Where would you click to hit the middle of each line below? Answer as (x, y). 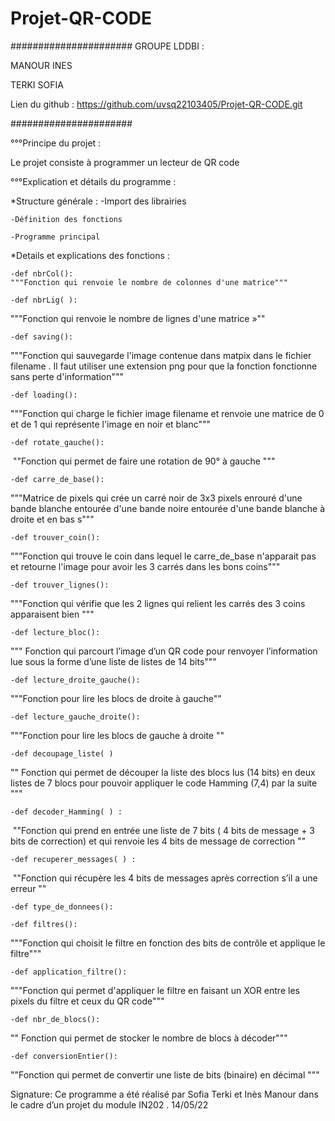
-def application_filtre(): (69, 972)
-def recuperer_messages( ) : (73, 859)
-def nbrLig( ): (44, 300)
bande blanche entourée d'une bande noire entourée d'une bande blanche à (168, 508)
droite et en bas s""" (52, 519)
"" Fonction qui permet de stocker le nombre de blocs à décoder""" (149, 1038)
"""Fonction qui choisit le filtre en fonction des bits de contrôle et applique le (168, 943)
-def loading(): (44, 395)
